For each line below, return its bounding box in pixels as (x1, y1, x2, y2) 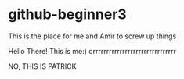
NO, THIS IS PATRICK (8, 61, 77, 71)
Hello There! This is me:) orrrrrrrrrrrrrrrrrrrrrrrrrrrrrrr (8, 46, 176, 56)
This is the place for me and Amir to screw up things (8, 31, 177, 41)
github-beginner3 (8, 5, 127, 23)
